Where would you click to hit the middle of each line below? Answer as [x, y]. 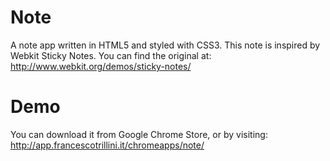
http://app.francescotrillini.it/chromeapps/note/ [107, 145]
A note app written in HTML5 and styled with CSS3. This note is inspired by [165, 45]
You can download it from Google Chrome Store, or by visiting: [139, 134]
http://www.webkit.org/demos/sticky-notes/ [101, 66]
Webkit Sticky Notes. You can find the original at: [111, 55]
